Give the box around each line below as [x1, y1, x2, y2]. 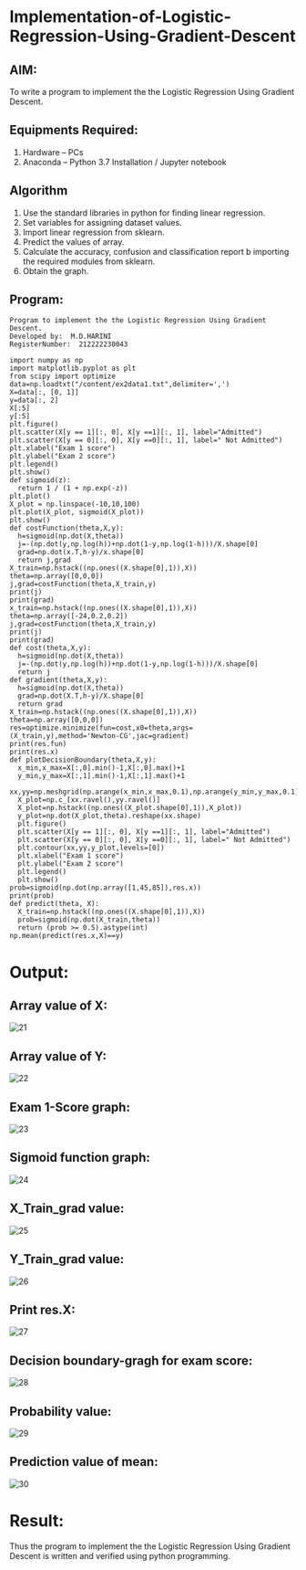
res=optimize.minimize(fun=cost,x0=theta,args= [9, 723, 194, 732]
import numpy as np [9, 356, 84, 365]
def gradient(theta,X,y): [9, 676, 107, 685]
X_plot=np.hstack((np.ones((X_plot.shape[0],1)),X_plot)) [17, 804, 243, 813]
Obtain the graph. [22, 265, 89, 276]
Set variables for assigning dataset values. [22, 216, 182, 227]
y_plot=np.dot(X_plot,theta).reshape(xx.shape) [17, 811, 202, 821]
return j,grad [17, 555, 71, 565]
